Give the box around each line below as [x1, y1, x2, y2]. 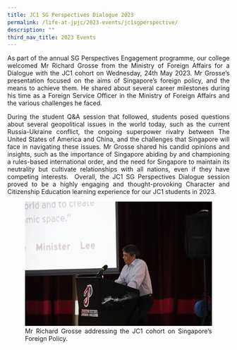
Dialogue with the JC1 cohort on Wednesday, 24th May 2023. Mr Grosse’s [7, 69, 230, 78]
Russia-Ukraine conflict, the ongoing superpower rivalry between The [7, 128, 230, 136]
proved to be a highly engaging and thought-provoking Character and [7, 180, 230, 188]
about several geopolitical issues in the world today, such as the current [7, 120, 230, 128]
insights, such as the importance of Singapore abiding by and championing [7, 150, 230, 159]
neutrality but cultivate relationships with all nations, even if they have [7, 165, 230, 174]
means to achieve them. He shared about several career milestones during [7, 84, 230, 92]
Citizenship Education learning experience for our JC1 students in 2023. [7, 188, 217, 196]
